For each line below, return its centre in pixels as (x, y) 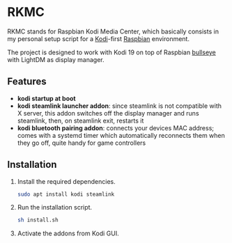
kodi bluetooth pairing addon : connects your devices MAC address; (116, 128)
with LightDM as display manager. (56, 59)
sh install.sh (38, 220)
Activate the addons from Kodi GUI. (68, 233)
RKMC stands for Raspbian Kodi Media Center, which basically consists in (113, 31)
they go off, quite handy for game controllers (82, 143)
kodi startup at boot (46, 98)
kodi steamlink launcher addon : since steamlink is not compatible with (119, 106)
